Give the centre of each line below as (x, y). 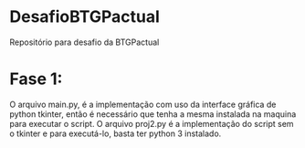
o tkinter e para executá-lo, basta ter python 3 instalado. (116, 133)
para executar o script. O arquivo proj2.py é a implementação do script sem (152, 123)
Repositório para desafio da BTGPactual (84, 42)
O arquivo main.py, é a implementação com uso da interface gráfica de (143, 104)
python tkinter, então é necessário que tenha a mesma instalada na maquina (153, 114)
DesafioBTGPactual (84, 17)
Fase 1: (36, 79)
